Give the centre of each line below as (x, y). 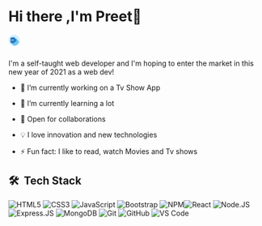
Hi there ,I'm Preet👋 (75, 17)
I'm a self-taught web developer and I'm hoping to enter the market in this (131, 63)
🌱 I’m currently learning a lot (67, 103)
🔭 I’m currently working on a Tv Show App (90, 87)
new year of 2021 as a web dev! (61, 71)
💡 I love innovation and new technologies (89, 134)
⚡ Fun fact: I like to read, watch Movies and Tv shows (109, 151)
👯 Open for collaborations (63, 119)
